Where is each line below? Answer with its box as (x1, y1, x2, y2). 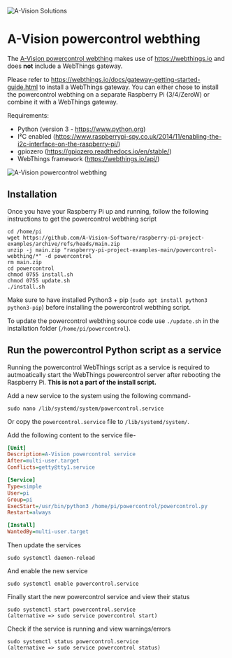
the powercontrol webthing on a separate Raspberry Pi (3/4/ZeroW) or (7, 90, 210, 98)
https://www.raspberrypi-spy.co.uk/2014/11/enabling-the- (55, 132, 222, 140)
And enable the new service (7, 567, 88, 575)
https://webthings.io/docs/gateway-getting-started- (51, 75, 201, 83)
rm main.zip (7, 259, 42, 266)
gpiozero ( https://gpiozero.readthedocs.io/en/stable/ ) (17, 147, 172, 156)
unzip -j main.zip (7, 246, 61, 254)
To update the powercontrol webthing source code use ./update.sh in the (7, 316, 219, 325)
